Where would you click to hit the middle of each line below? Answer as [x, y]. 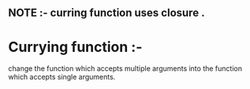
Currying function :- [75, 47]
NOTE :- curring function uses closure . [106, 13]
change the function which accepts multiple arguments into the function [125, 69]
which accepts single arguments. [62, 77]
